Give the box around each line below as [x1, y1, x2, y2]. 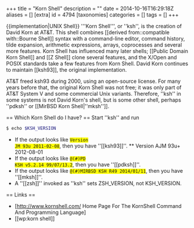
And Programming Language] [14, 209, 86, 216]
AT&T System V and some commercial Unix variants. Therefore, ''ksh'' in [6, 90, 182, 97]
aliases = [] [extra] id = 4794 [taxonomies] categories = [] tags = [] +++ [6, 11, 179, 18]
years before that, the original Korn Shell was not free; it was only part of [6, 84, 182, 90]
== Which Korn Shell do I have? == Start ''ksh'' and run [6, 114, 139, 121]
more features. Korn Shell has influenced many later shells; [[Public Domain [6, 48, 189, 55]
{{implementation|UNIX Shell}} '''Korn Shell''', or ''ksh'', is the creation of [6, 23, 182, 29]
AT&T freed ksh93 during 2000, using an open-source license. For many [6, 78, 181, 85]
